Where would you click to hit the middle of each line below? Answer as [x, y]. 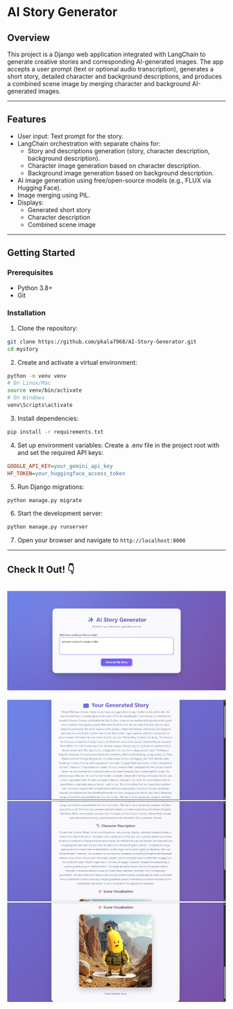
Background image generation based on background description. [121, 173]
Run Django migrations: [51, 487]
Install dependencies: [48, 418]
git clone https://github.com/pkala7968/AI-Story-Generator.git [102, 342]
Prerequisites [30, 273]
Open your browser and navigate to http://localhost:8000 [101, 540]
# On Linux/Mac [29, 383]
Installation [27, 313]
